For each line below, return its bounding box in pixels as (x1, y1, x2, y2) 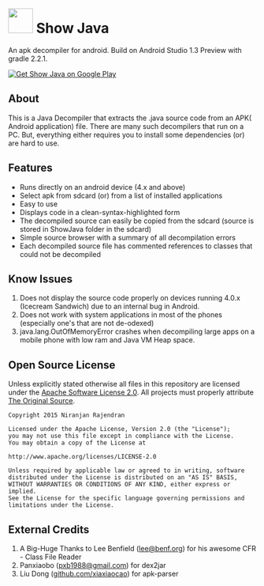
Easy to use (19, 198, 58, 209)
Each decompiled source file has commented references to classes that (19, 241, 253, 251)
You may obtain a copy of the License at (8, 439, 147, 447)
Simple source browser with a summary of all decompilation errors (19, 233, 236, 242)
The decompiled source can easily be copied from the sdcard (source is (19, 216, 255, 225)
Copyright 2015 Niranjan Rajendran (8, 411, 125, 419)
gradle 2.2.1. (8, 54, 48, 63)
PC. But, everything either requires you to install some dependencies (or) (8, 130, 245, 139)
